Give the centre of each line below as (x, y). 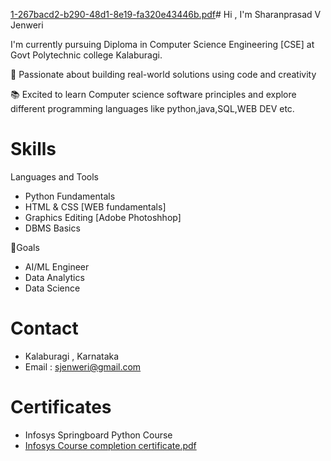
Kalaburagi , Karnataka (72, 356)
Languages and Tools (55, 176)
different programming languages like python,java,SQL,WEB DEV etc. (152, 108)
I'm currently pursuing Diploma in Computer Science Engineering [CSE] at (162, 44)
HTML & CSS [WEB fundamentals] (95, 206)
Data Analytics (54, 277)
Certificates (61, 407)
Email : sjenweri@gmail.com (83, 366)
